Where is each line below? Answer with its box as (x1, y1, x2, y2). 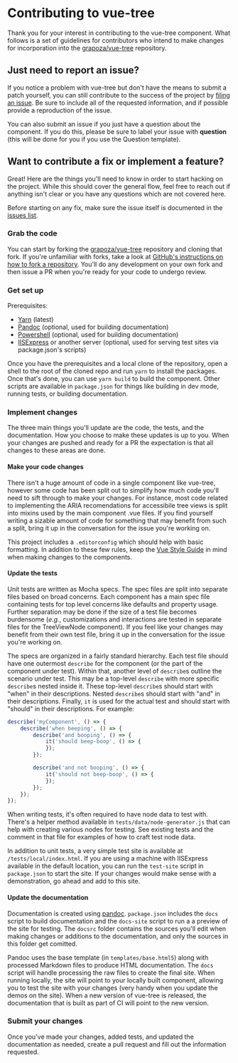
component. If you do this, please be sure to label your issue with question (7, 127, 227, 136)
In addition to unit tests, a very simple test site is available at (7, 847, 183, 855)
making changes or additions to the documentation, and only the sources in (7, 931, 229, 941)
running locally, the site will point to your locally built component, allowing (7, 975, 224, 984)
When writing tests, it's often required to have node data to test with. (7, 810, 208, 819)
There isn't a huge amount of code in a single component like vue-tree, (7, 478, 215, 487)
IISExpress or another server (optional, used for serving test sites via (17, 338, 219, 347)
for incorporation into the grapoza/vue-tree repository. (7, 43, 167, 52)
